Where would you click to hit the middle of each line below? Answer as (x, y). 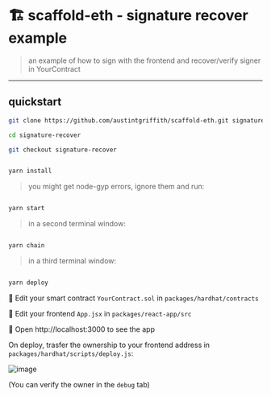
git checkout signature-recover (63, 150)
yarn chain (27, 246)
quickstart (35, 102)
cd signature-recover (45, 135)
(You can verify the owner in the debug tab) (79, 384)
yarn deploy (28, 283)
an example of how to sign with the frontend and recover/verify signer (144, 60)
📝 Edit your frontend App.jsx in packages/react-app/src (100, 313)
